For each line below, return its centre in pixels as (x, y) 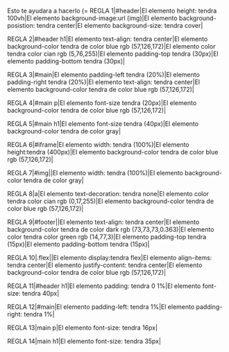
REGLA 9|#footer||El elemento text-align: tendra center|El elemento (103, 222)
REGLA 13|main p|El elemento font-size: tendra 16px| (83, 328)
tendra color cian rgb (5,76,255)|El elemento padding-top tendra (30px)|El (113, 54)
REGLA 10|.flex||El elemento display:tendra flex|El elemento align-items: (110, 258)
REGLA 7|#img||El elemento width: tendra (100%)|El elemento (95, 173)
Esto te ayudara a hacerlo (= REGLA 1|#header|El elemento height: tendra (112, 11)
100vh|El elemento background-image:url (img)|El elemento (93, 18)
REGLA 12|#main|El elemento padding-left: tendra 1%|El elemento (101, 307)
